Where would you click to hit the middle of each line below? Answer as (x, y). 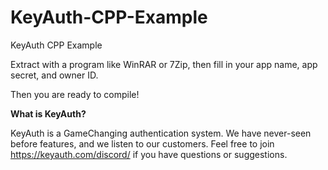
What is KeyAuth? (48, 113)
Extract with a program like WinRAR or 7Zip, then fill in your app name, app (164, 64)
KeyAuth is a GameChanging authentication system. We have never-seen (161, 133)
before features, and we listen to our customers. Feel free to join (142, 143)
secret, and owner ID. (54, 75)
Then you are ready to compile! (75, 94)
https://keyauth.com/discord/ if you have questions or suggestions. (149, 154)
